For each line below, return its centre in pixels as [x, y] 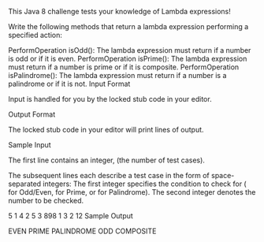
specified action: [35, 35]
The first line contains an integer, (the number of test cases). [106, 160]
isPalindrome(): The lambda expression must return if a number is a [117, 75]
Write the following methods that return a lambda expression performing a [128, 26]
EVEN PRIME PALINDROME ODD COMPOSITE [82, 231]
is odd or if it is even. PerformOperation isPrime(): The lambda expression [128, 59]
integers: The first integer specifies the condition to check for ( [145, 184]
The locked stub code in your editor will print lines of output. [106, 130]
